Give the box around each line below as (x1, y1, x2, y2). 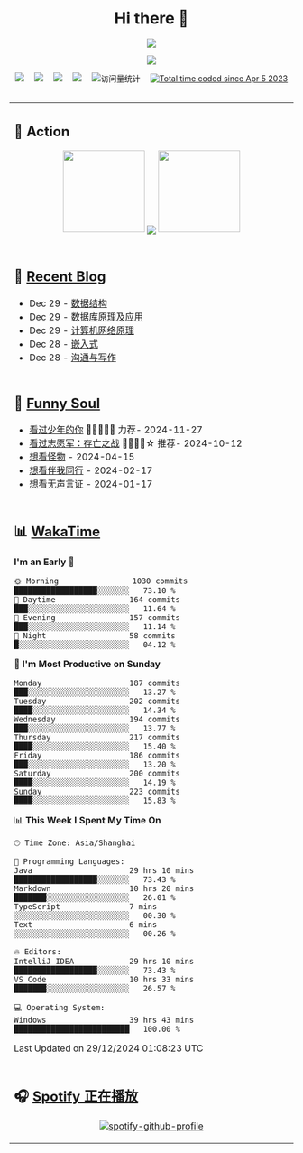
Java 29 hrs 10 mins (14, 865, 195, 875)
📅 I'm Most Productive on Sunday (14, 657, 161, 670)
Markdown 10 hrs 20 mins (14, 883, 195, 893)
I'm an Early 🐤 (14, 555, 75, 568)
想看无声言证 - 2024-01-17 (29, 478, 153, 490)
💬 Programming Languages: (14, 856, 125, 866)
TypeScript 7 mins (14, 901, 158, 911)
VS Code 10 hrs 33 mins (14, 974, 195, 984)
